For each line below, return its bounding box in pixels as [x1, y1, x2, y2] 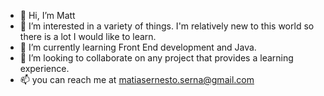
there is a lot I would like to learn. [19, 31, 157, 42]
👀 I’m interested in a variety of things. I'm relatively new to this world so [19, 20, 315, 32]
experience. [19, 63, 70, 74]
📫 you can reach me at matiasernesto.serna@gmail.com [19, 74, 255, 85]
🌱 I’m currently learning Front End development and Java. [19, 41, 257, 53]
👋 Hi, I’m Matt [19, 10, 76, 21]
